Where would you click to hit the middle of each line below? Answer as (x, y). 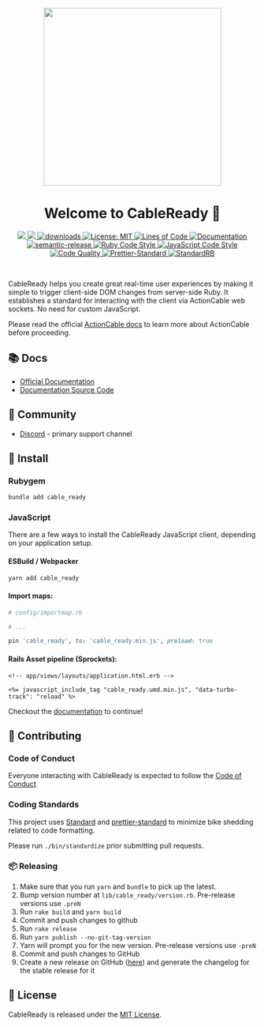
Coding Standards (44, 804)
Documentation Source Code (67, 389)
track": (21, 696)
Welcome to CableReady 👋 (132, 214)
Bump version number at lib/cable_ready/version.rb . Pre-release (127, 895)
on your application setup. (50, 543)
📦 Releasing (33, 867)
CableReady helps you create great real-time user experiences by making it (131, 284)
